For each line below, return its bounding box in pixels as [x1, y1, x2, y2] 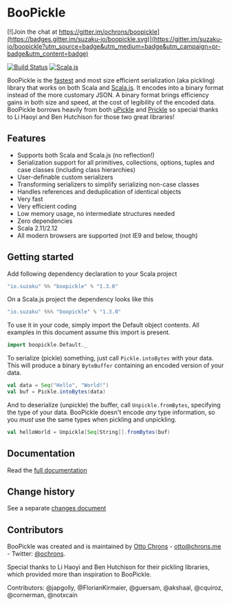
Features [7, 133, 46, 144]
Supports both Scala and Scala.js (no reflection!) [16, 151, 155, 159]
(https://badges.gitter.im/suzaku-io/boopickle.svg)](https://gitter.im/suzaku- [7, 34, 223, 43]
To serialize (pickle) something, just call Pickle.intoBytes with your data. [7, 354, 214, 362]
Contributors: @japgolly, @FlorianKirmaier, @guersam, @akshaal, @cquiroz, [7, 583, 223, 592]
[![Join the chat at [7, 28, 58, 36]
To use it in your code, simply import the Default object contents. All [7, 321, 199, 329]
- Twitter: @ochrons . [7, 550, 66, 558]
